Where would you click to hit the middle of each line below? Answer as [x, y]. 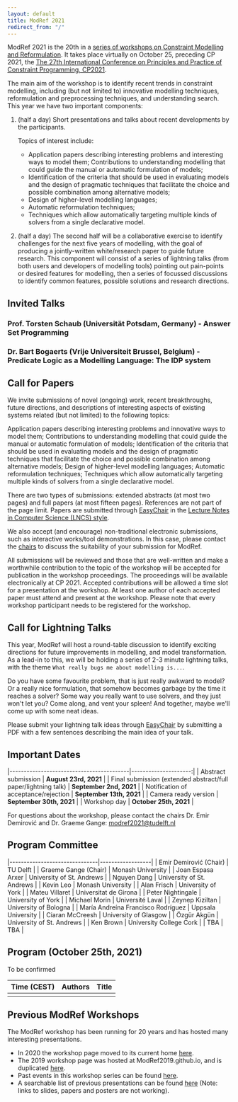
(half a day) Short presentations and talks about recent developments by [123, 120]
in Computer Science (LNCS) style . [58, 518]
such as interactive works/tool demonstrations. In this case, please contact [117, 539]
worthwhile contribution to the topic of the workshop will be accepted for [114, 568]
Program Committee [53, 845]
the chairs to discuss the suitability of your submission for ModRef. [105, 546]
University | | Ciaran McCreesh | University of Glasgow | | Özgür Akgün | [113, 914]
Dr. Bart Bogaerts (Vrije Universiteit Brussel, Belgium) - [104, 351]
